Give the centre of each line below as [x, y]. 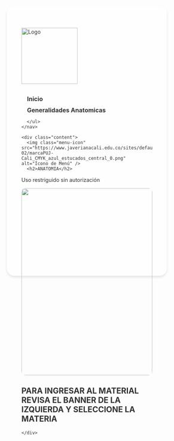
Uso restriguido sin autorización [61, 180]
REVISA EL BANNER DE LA [71, 400]
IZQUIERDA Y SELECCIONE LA [78, 410]
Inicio [35, 99]
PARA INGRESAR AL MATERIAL [80, 391]
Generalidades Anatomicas [67, 110]
